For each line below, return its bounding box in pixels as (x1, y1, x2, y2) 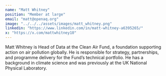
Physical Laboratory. (5, 65, 47, 71)
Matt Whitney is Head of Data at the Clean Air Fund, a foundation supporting (5, 44, 162, 50)
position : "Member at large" (5, 12, 66, 17)
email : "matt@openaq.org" (5, 16, 59, 21)
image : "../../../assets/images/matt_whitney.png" (5, 21, 112, 26)
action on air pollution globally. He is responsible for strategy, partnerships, (5, 49, 159, 55)
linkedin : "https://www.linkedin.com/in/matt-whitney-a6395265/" (5, 26, 143, 31)
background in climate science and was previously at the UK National (5, 60, 148, 66)
